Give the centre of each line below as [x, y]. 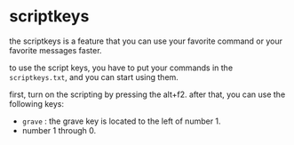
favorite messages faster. [56, 50]
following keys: [37, 103]
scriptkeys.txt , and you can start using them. [94, 77]
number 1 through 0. [59, 130]
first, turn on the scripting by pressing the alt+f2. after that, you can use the [147, 94]
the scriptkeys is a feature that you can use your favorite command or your [146, 41]
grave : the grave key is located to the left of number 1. [121, 121]
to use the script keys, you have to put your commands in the [121, 68]
